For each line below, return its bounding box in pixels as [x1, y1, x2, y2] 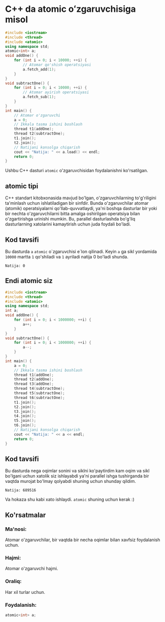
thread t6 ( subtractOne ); [14, 395, 65, 400]
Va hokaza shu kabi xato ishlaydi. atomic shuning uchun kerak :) [5, 497, 134, 503]
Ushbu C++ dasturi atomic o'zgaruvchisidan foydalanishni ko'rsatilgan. [5, 168, 148, 174]
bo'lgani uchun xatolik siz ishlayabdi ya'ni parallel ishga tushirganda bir [5, 473, 149, 479]
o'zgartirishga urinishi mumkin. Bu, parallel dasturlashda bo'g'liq [5, 216, 135, 222]
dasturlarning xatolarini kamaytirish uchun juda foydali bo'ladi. [5, 221, 132, 227]
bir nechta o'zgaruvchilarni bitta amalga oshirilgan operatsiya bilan [5, 211, 140, 217]
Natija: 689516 [5, 488, 36, 493]
